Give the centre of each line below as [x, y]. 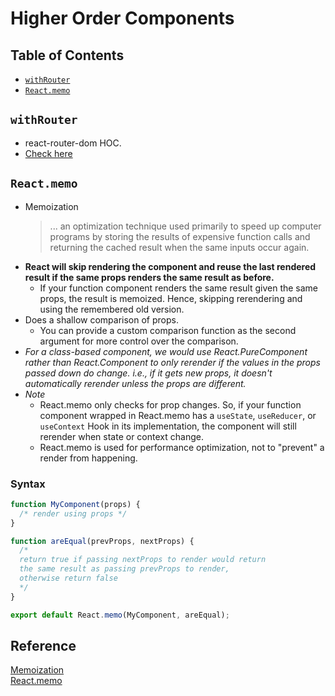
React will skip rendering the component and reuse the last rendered [170, 266]
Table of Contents [67, 55]
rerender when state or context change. [121, 436]
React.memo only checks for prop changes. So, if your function [170, 404]
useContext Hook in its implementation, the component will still [168, 426]
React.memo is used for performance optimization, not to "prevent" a [182, 447]
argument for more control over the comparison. [139, 341]
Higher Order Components [122, 18]
